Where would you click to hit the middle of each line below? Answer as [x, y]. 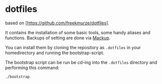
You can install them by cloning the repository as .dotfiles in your [73, 47]
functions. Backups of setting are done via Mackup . [58, 38]
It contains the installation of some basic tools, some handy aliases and [78, 32]
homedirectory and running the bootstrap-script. [55, 53]
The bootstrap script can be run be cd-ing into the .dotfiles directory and [81, 62]
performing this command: [32, 68]
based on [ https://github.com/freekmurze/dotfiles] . [57, 23]
